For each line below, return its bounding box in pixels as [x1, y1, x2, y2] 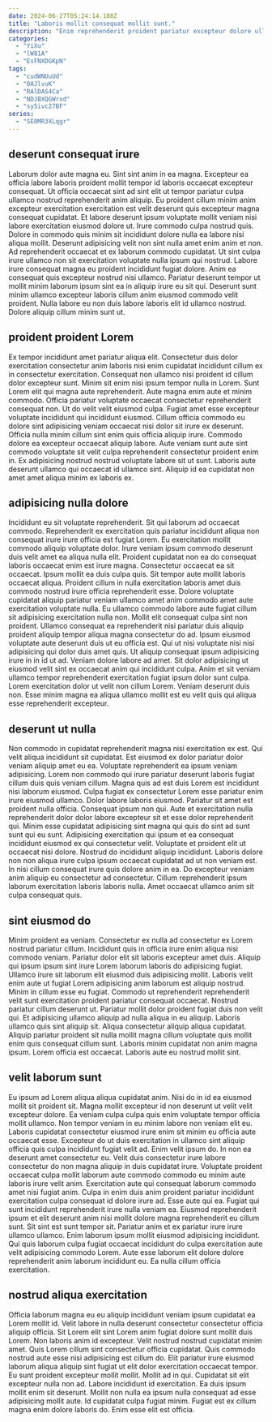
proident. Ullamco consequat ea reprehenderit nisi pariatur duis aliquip [8, 621, 244, 631]
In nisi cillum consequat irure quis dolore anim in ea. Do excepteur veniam [8, 865, 255, 874]
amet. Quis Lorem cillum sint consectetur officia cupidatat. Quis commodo [8, 1344, 256, 1354]
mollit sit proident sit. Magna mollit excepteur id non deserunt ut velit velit [8, 1101, 253, 1111]
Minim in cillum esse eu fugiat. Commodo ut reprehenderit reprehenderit [8, 986, 250, 996]
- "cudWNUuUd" [15, 72, 63, 80]
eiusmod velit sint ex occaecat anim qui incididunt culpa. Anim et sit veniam [8, 664, 261, 674]
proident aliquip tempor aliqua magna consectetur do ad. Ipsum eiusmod [8, 629, 251, 639]
